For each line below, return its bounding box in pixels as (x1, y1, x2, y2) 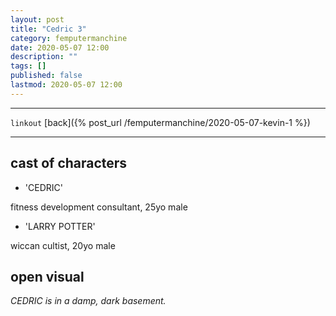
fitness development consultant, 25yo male (10, 201, 188, 213)
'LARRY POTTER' (24, 220, 96, 232)
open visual (10, 268, 85, 285)
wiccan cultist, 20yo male (10, 239, 116, 251)
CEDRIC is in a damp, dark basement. (10, 295, 167, 307)
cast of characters (10, 155, 128, 172)
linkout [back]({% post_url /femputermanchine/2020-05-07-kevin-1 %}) (10, 116, 311, 128)
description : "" (10, 52, 78, 62)
